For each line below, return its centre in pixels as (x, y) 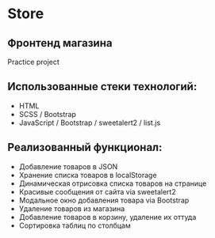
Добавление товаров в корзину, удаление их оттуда (107, 217)
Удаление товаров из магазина (72, 208)
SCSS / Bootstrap (47, 114)
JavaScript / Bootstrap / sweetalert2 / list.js (90, 123)
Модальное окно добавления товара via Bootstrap (104, 200)
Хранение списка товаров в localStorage (88, 175)
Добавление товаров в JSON (68, 166)
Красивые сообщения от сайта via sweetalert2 (97, 191)
